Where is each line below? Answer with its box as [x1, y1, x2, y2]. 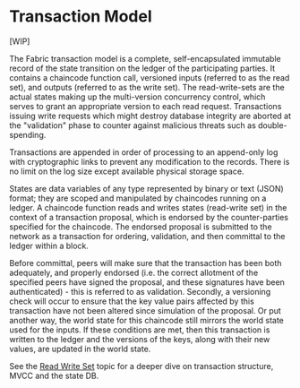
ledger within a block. [9, 240, 90, 251]
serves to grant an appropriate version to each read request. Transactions [9, 100, 282, 111]
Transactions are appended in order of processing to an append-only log [9, 146, 279, 158]
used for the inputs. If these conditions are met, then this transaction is [9, 324, 270, 335]
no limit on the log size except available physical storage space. [9, 166, 244, 177]
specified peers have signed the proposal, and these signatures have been [9, 276, 285, 288]
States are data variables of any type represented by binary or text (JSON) [9, 183, 284, 194]
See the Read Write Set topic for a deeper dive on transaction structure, [9, 360, 274, 371]
